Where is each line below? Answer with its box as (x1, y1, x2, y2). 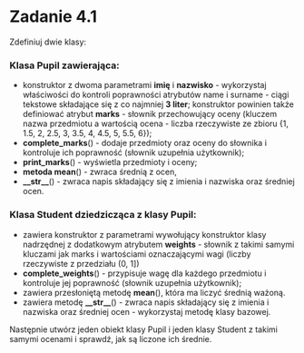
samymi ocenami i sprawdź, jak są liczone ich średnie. (9, 333, 212, 344)
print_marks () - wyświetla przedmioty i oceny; (22, 157, 198, 168)
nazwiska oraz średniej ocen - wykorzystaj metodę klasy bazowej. (22, 306, 271, 317)
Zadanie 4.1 (9, 6, 97, 27)
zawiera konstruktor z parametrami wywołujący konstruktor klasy (22, 229, 267, 240)
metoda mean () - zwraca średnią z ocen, (22, 166, 177, 178)
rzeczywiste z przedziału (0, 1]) (22, 258, 140, 269)
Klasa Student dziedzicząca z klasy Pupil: (9, 209, 197, 221)
